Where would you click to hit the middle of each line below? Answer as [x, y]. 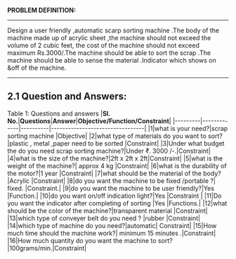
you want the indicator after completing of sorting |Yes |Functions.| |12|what [117, 203]
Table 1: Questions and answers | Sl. [59, 113]
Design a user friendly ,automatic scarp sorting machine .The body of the [113, 30]
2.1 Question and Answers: [67, 97]
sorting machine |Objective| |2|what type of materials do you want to [107, 136]
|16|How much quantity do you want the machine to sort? [90, 240]
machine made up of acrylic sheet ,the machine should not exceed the [109, 38]
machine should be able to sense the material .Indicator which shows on [112, 60]
